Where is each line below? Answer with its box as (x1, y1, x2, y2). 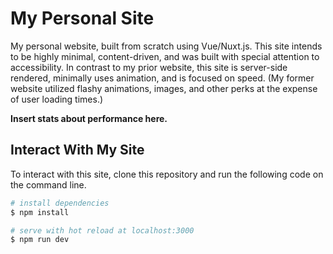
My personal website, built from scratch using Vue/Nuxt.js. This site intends (10, 40, 323, 52)
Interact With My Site (10, 142, 145, 159)
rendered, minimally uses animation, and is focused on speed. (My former (10, 72, 315, 84)
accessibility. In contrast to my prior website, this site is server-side (10, 61, 288, 73)
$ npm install (10, 207, 70, 217)
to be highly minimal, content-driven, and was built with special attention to (10, 50, 320, 62)
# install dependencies (10, 198, 110, 208)
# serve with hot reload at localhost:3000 (10, 225, 195, 236)
